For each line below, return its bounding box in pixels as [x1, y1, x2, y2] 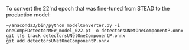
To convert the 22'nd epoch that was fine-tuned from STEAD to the [6, 5, 170, 12]
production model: [6, 11, 51, 18]
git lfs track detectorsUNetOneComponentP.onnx [6, 33, 126, 39]
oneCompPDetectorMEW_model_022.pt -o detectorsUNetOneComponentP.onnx [6, 28, 184, 34]
